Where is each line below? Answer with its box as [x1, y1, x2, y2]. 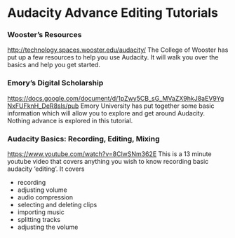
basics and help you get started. [7, 61, 100, 69]
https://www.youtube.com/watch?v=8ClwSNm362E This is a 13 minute [7, 150, 212, 158]
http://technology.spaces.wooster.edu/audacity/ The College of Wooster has [7, 45, 229, 54]
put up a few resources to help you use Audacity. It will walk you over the [7, 53, 219, 62]
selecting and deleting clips [17, 201, 98, 209]
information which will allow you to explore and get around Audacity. [7, 108, 206, 117]
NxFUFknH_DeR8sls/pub [7, 101, 79, 110]
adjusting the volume [17, 223, 79, 232]
